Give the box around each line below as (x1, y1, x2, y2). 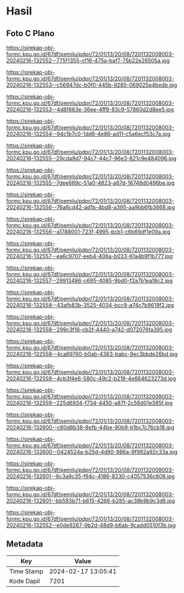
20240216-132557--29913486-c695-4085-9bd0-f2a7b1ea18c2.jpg (6, 277, 173, 284)
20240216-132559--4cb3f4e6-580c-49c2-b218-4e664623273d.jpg (6, 375, 176, 382)
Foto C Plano (6, 28, 55, 39)
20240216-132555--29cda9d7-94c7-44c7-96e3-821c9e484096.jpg (6, 155, 177, 162)
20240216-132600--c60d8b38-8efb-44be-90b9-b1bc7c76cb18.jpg (6, 424, 174, 431)
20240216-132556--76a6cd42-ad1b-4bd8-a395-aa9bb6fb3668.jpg (6, 203, 176, 211)
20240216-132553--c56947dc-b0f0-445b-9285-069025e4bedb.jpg (6, 81, 177, 88)
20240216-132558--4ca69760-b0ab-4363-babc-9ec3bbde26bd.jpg (6, 350, 178, 358)
